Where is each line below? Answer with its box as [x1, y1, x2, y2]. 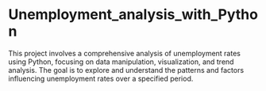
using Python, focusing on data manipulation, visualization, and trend [8, 57, 234, 66]
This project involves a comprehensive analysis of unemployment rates [8, 48, 241, 58]
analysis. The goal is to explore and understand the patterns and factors [8, 65, 245, 74]
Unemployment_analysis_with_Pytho [8, 6, 258, 24]
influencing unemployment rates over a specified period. [8, 74, 194, 83]
